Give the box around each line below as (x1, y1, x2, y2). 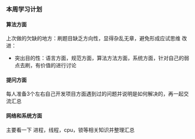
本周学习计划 (6, 5, 43, 13)
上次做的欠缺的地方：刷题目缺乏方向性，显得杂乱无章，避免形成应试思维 (6, 35, 180, 42)
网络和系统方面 (6, 112, 42, 119)
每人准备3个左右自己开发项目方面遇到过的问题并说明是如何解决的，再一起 (6, 91, 184, 98)
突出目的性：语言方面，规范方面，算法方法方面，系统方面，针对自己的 (14, 54, 184, 62)
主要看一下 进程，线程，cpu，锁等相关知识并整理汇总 (6, 126, 135, 133)
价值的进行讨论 (40, 62, 77, 69)
